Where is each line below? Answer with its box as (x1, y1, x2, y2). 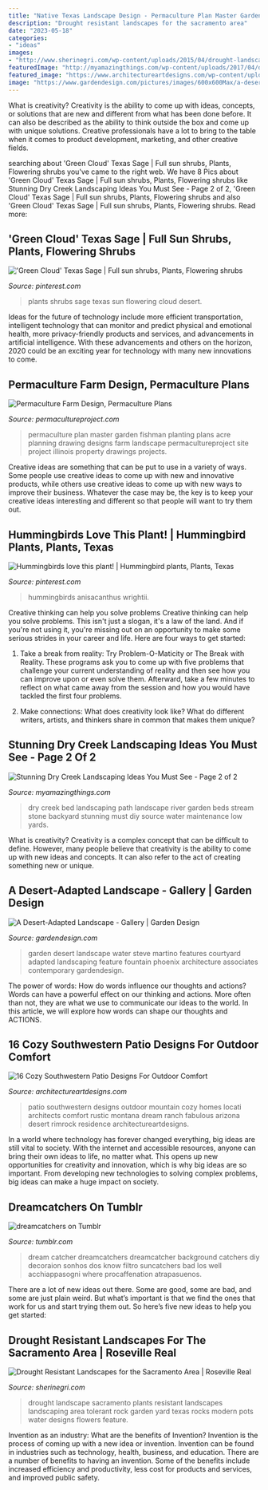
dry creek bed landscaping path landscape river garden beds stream (27, 803, 254, 812)
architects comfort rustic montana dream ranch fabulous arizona (27, 1111, 241, 1120)
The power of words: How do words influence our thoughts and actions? (8, 981, 246, 990)
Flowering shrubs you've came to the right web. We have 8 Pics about (8, 167, 238, 176)
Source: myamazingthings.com (8, 787, 112, 796)
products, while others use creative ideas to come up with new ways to (8, 480, 242, 489)
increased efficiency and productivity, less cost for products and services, (8, 1464, 253, 1473)
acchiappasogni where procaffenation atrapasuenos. (27, 1270, 202, 1279)
